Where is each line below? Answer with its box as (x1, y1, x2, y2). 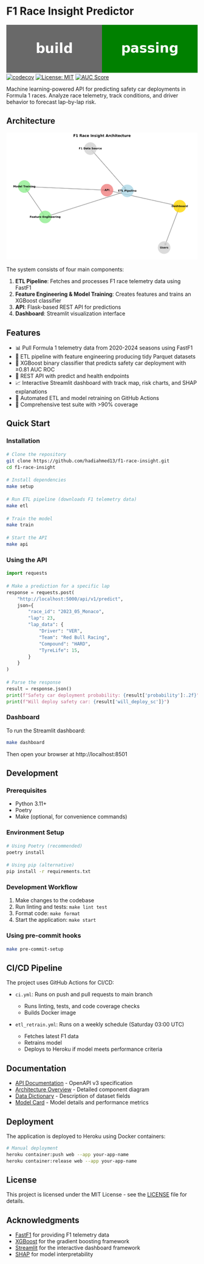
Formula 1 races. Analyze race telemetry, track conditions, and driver (6, 91, 178, 99)
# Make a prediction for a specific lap (6, 583, 110, 589)
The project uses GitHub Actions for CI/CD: (6, 979, 114, 986)
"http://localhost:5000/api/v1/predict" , (17, 595, 123, 602)
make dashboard (6, 739, 45, 745)
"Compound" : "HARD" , (38, 641, 91, 647)
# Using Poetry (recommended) (6, 843, 83, 849)
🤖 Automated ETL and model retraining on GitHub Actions (15, 395, 160, 402)
